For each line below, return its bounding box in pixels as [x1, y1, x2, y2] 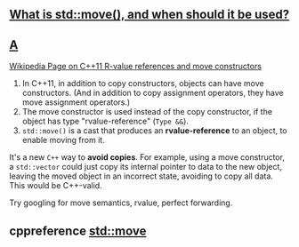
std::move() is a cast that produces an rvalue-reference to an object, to [21, 125, 287, 136]
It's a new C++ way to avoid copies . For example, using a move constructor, [9, 152, 285, 163]
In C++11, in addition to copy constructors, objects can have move [21, 78, 264, 89]
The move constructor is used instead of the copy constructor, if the [21, 107, 273, 117]
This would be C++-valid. [9, 180, 102, 191]
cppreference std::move [9, 223, 147, 238]
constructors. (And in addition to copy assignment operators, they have [21, 88, 284, 99]
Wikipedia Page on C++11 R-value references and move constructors [9, 61, 263, 72]
